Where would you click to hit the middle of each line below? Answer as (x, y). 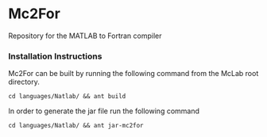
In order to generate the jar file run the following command (104, 111)
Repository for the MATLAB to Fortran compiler (85, 36)
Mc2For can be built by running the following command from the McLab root (133, 74)
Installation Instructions (55, 56)
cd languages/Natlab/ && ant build (67, 97)
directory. (24, 82)
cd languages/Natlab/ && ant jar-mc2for (76, 126)
